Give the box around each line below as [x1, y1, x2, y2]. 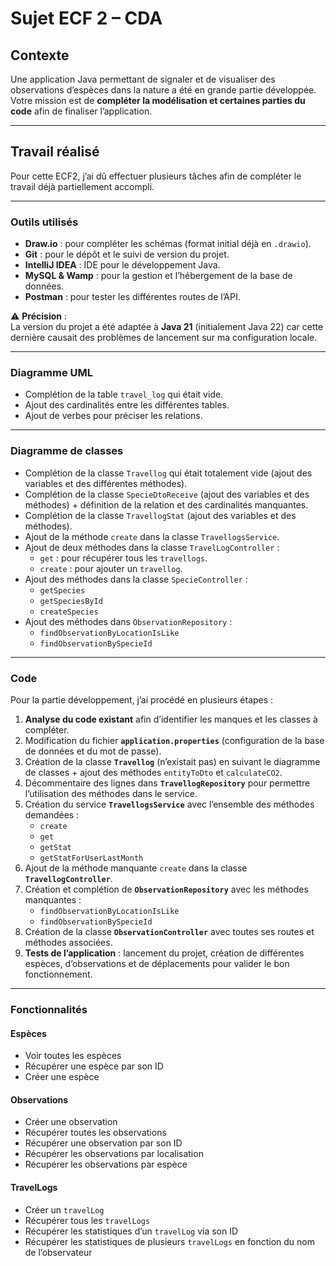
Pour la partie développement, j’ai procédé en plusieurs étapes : [10, 694, 274, 706]
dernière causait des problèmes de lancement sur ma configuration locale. [10, 332, 318, 344]
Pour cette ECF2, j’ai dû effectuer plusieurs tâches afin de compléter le [10, 170, 302, 182]
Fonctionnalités [10, 1002, 88, 1016]
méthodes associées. [24, 937, 113, 948]
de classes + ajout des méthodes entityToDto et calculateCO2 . [24, 767, 283, 778]
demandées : [24, 809, 80, 821]
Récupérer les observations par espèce [24, 1158, 188, 1171]
